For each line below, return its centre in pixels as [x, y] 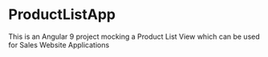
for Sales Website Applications [59, 44]
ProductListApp [62, 15]
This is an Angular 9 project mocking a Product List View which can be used [134, 36]
